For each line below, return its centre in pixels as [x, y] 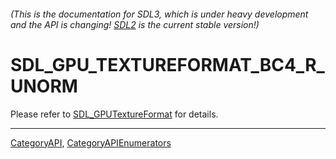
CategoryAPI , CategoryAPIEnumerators [91, 142]
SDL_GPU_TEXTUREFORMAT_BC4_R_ [167, 64]
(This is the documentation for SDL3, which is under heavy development [159, 14]
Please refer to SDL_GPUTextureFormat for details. [114, 114]
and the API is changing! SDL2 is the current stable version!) [135, 24]
